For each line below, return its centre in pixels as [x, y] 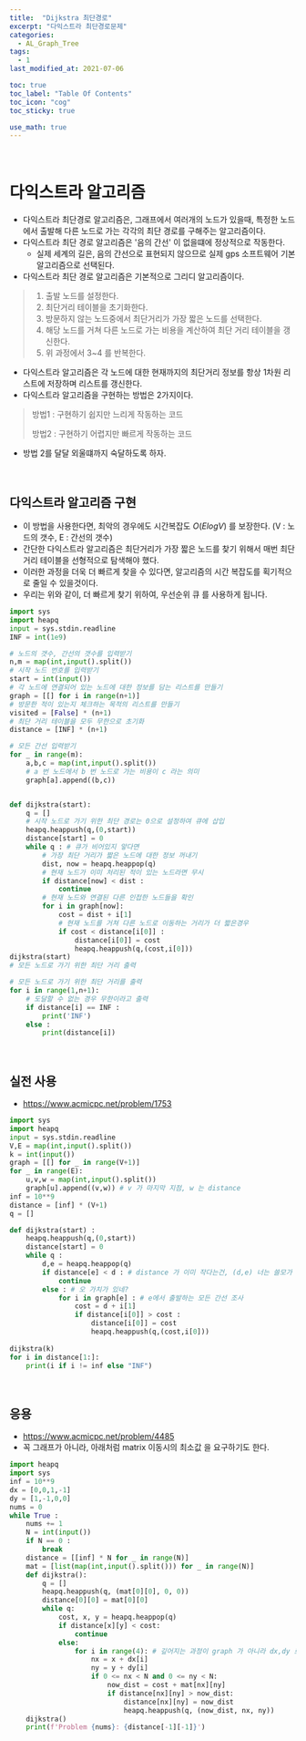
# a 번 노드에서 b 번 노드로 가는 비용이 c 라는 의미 [112, 771]
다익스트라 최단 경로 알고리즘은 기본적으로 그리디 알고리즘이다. [133, 277]
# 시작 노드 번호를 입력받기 [54, 671]
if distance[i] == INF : [73, 1007]
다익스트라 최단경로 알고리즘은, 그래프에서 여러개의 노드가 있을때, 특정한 [150, 220]
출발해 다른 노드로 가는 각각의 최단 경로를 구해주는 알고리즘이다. [153, 231]
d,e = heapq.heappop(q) [87, 1264]
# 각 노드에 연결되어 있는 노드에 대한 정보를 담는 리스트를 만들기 [116, 687]
